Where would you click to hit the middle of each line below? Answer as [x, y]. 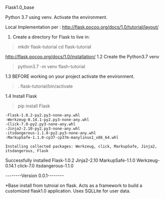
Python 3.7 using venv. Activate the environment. [56, 17]
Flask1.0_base [20, 7]
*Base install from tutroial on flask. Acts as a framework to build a [74, 186]
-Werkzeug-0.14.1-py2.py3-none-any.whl [47, 120]
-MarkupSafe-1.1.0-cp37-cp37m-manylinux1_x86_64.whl [62, 137]
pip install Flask [34, 106]
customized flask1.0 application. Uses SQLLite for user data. [68, 191]
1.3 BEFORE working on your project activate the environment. [70, 76]
